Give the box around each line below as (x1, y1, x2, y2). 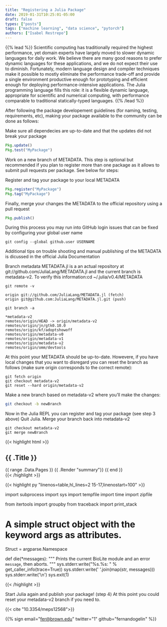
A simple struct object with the (5, 519, 135, 530)
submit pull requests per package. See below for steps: (5, 167, 119, 173)
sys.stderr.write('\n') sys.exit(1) (5, 572, 69, 577)
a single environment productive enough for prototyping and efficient (5, 76, 147, 82)
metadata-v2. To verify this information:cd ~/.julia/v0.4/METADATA (5, 274, 143, 280)
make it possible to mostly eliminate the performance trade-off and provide (5, 71, 160, 77)
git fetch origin (5, 374, 41, 379)
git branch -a (5, 305, 35, 311)
